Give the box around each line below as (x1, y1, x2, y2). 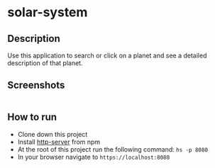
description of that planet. (7, 59, 83, 67)
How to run (7, 111, 57, 123)
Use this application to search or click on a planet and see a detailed (7, 51, 207, 60)
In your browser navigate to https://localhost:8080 (17, 152, 170, 161)
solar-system (7, 4, 88, 21)
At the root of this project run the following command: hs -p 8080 (17, 145, 208, 153)
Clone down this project (17, 130, 88, 138)
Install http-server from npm (17, 138, 101, 146)
